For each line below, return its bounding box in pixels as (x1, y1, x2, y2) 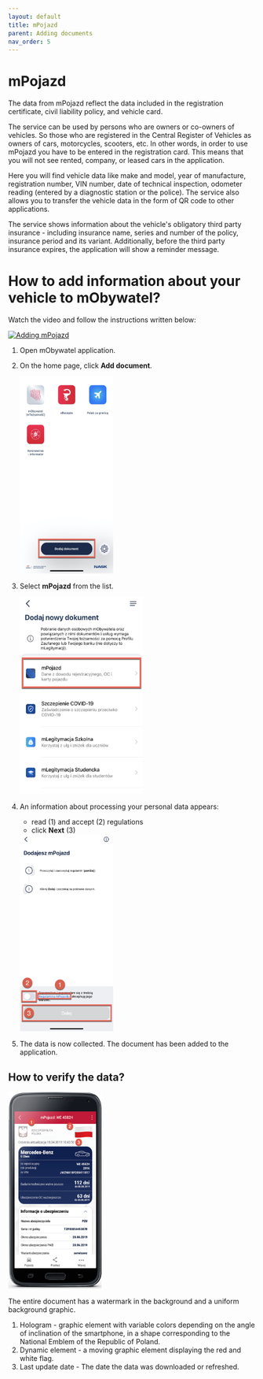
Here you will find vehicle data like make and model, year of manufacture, (8, 171, 246, 180)
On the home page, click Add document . (19, 361, 152, 370)
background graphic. (8, 1304, 76, 1314)
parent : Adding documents (8, 29, 93, 37)
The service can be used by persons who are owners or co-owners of (8, 122, 235, 132)
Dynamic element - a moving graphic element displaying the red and (19, 1345, 242, 1355)
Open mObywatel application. (19, 346, 116, 355)
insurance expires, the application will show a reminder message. (8, 245, 220, 254)
